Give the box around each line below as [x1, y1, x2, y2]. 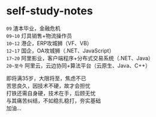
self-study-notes [6, 4, 93, 18]
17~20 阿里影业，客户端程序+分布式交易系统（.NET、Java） [6, 54, 154, 61]
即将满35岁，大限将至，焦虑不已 [6, 75, 86, 82]
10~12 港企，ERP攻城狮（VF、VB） [6, 39, 92, 47]
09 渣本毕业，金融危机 [6, 24, 61, 32]
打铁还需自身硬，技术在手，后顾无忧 [6, 90, 96, 97]
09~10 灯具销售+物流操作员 [6, 32, 72, 39]
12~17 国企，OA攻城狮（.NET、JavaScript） [6, 47, 115, 54]
